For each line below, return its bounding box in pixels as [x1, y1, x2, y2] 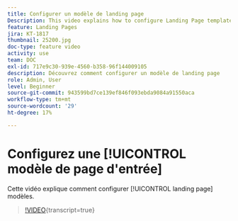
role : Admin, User [7, 76, 62, 84]
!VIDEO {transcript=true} [24, 205, 96, 214]
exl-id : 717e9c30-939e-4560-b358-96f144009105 [7, 63, 147, 70]
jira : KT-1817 [7, 30, 50, 38]
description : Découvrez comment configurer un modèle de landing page [7, 69, 220, 76]
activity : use [7, 50, 50, 57]
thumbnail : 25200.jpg [7, 37, 72, 44]
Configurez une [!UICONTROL [7, 146, 186, 161]
